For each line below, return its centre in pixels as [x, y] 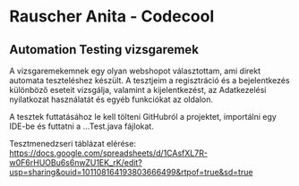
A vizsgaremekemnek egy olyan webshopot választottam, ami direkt [135, 71]
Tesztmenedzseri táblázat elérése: [73, 144]
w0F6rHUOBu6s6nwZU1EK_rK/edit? [76, 162]
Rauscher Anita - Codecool [112, 17]
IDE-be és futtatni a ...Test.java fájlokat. [81, 126]
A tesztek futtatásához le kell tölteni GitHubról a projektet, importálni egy [143, 117]
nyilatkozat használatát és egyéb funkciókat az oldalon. [111, 99]
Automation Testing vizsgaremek [104, 50]
